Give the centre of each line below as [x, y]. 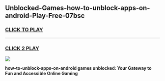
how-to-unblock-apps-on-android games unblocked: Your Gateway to [78, 68]
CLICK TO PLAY [24, 30]
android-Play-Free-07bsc [45, 16]
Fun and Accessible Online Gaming [41, 73]
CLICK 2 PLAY [22, 48]
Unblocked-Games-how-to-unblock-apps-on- [78, 8]
